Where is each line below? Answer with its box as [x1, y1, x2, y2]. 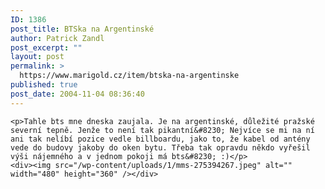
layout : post [10, 52, 65, 62]
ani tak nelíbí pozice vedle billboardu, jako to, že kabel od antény [10, 134, 311, 144]
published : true [10, 80, 78, 90]
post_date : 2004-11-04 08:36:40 [10, 89, 145, 99]
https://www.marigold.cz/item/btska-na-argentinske [19, 71, 240, 81]
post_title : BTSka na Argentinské [10, 24, 155, 34]
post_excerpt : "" [10, 42, 83, 53]
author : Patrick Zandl [10, 33, 105, 43]
